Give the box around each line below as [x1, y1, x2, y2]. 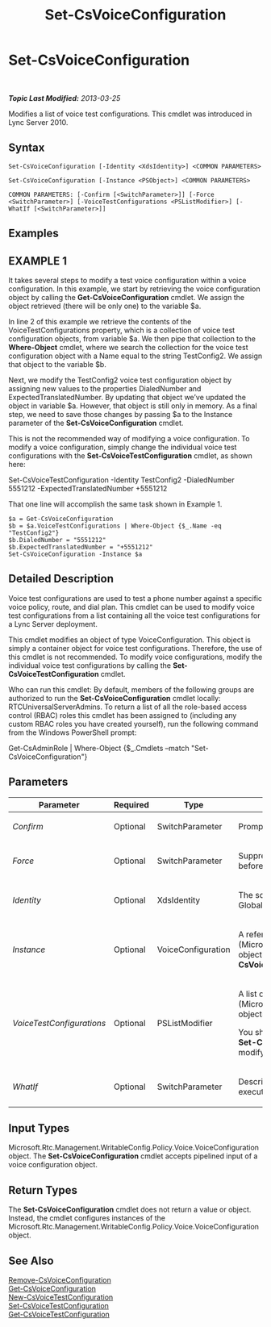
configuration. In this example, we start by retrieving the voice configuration [8, 284, 261, 294]
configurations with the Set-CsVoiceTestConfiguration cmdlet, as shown [8, 450, 252, 461]
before [238, 860, 264, 871]
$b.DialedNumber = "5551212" [8, 536, 106, 544]
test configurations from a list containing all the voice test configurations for [8, 611, 261, 620]
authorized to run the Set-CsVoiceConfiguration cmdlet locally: [8, 693, 221, 703]
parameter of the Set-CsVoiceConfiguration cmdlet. [8, 418, 184, 428]
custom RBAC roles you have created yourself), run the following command [8, 719, 259, 728]
